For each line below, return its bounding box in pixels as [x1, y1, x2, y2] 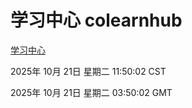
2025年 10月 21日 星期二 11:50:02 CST [10, 65, 167, 77]
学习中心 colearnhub [10, 9, 183, 32]
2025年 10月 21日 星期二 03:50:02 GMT [10, 86, 173, 98]
